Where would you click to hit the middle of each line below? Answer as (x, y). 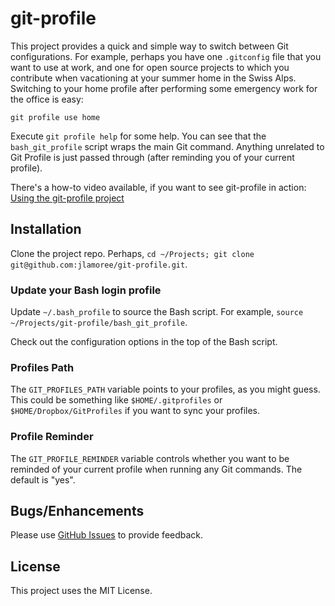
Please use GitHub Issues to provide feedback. (107, 535)
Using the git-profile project (67, 198)
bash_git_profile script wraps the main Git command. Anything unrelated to (167, 146)
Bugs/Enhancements (77, 511)
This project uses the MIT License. (81, 591)
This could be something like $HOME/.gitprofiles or (116, 400)
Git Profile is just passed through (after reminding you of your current (152, 157)
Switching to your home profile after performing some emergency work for (164, 88)
